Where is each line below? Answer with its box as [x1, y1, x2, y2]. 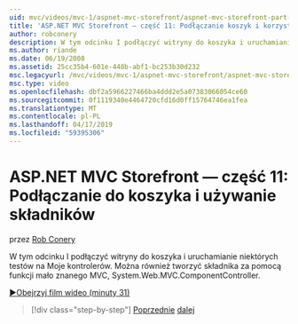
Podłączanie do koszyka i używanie [9, 186, 277, 206]
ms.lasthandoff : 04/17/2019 [9, 121, 114, 130]
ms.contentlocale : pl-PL [9, 112, 101, 121]
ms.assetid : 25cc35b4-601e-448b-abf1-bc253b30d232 [9, 63, 200, 72]
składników [9, 205, 96, 225]
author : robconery [9, 29, 77, 38]
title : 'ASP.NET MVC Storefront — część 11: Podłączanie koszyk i [9, 21, 260, 30]
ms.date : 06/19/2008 [9, 54, 86, 63]
